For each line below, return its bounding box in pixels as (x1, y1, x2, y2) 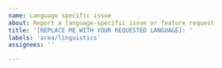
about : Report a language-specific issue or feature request (8, 19, 215, 27)
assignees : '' (8, 41, 55, 49)
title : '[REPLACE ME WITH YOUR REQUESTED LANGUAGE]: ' (8, 26, 193, 34)
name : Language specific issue (8, 11, 112, 20)
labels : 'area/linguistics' (8, 33, 101, 42)
